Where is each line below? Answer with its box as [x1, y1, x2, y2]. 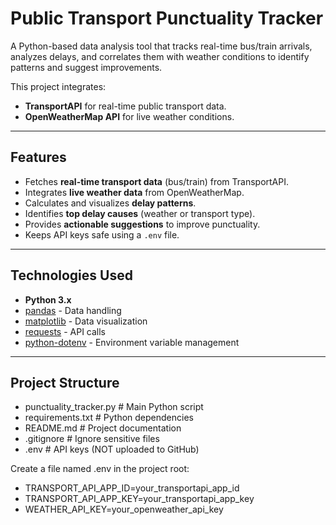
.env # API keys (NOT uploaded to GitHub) [24, 443, 200, 456]
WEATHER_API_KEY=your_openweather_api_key [24, 503, 224, 516]
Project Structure [10, 374, 120, 391]
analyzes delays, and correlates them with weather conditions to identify [10, 50, 310, 62]
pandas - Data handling [24, 304, 122, 316]
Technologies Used [10, 267, 133, 284]
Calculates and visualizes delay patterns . [24, 197, 197, 209]
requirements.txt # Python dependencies [24, 412, 194, 424]
